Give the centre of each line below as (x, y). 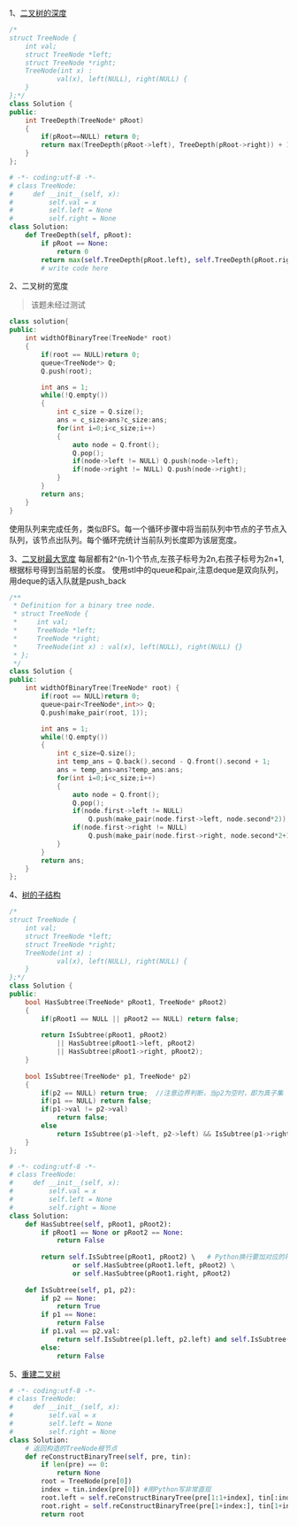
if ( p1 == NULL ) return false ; (96, 1101)
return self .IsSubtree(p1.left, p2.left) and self (152, 1339)
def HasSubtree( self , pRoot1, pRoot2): (99, 1224)
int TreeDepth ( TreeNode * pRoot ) (84, 120)
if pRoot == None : (75, 243)
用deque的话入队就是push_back (68, 581)
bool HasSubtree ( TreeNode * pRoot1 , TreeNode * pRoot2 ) (126, 1002)
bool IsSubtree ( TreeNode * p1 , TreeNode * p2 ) (108, 1076)
